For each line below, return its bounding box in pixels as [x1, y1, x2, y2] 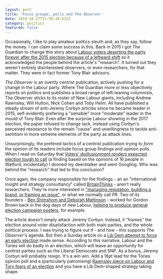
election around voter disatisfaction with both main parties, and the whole [5, 222, 153, 228]
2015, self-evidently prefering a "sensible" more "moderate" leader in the [5, 110, 152, 116]
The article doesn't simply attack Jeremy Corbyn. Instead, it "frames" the [5, 217, 152, 223]
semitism [5, 131, 23, 137]
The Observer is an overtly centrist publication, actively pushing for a [5, 79, 144, 86]
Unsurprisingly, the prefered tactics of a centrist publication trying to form [5, 141, 153, 147]
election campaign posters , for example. [5, 207, 86, 213]
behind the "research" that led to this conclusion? [5, 167, 105, 172]
